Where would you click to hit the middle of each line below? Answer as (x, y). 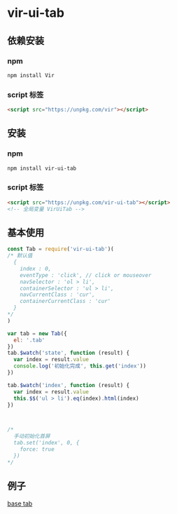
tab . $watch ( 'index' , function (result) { (69, 385)
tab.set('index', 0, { (47, 443)
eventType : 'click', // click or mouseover (86, 275)
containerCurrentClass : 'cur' (65, 302)
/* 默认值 (20, 256)
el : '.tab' (29, 340)
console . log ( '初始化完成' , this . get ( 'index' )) (80, 366)
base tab (20, 503)
